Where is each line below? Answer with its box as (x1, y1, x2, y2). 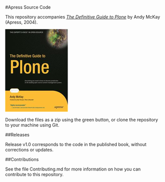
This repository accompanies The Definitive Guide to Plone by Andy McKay (5, 14, 160, 19)
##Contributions (5, 156, 39, 162)
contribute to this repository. (5, 171, 64, 177)
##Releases (5, 132, 30, 137)
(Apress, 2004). (5, 19, 38, 25)
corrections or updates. (5, 147, 53, 152)
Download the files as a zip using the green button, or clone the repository (5, 117, 158, 122)
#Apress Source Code (5, 4, 51, 10)
